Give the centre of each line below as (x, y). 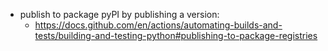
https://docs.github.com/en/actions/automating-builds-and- (158, 25)
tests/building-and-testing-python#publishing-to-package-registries (176, 35)
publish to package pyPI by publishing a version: (119, 14)
